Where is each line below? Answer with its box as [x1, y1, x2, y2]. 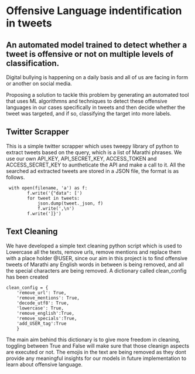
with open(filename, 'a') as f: [8, 185, 88, 191]
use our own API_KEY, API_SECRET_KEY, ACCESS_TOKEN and [6, 155, 157, 162]
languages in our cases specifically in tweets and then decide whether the [6, 104, 186, 111]
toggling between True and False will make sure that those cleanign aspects [6, 342, 189, 349]
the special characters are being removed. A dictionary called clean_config [6, 267, 187, 274]
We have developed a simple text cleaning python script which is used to [6, 242, 183, 249]
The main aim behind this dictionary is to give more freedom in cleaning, [6, 336, 180, 343]
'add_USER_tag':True [16, 321, 67, 327]
